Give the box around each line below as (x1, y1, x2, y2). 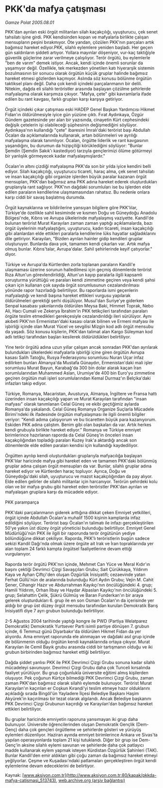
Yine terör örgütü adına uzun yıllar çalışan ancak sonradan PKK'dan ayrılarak (5, 344, 158, 350)
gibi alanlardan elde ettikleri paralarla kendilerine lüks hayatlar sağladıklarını (5, 230, 156, 236)
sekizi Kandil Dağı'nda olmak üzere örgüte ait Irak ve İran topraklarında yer (5, 540, 154, 546)
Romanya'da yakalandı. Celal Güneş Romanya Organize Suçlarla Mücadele (5, 406, 154, 412)
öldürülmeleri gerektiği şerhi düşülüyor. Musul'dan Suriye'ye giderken (5, 298, 144, 304)
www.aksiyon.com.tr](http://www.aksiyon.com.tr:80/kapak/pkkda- (23, 772, 157, 778)
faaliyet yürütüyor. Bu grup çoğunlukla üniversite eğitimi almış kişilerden (5, 670, 149, 676)
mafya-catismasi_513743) (5, 777, 56, 783)
